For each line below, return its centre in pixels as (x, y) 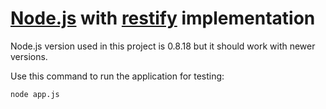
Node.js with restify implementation (163, 18)
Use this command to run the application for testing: (117, 76)
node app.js (35, 94)
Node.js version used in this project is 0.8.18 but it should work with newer (163, 46)
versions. (29, 56)
